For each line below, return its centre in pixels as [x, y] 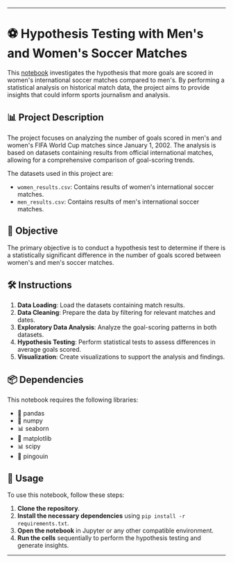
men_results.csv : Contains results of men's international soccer [108, 202]
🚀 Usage [25, 478]
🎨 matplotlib [34, 439]
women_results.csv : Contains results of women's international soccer [115, 187]
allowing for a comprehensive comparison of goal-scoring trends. [101, 160]
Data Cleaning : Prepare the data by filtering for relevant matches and [116, 313]
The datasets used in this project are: [60, 173]
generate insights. [43, 545]
